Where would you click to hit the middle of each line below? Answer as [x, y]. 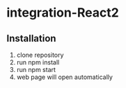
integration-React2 [63, 13]
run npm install [38, 62]
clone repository [40, 55]
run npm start [36, 70]
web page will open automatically [64, 77]
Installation [31, 38]
